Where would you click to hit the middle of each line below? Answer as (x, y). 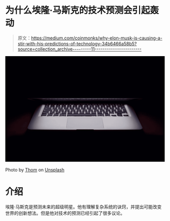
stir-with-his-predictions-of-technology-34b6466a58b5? (77, 43)
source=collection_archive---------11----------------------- (79, 49)
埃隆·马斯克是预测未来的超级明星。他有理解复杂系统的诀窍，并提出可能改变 (83, 207)
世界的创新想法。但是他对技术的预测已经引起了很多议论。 (65, 213)
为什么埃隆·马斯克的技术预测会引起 (78, 10)
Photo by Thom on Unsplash (35, 169)
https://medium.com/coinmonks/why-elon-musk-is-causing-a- (97, 38)
